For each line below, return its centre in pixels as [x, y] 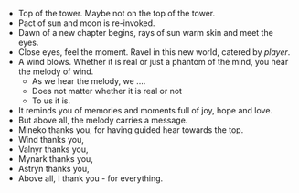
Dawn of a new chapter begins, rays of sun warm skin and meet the [146, 32]
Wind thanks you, [51, 139]
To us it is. [51, 101]
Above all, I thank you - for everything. [91, 178]
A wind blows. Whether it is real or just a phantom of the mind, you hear [153, 62]
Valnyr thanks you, [53, 149]
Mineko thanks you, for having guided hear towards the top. [131, 130]
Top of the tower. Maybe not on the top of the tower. [117, 13]
